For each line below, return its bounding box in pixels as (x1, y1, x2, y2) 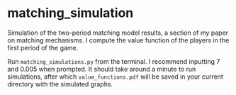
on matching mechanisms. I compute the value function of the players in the (7, 35, 230, 44)
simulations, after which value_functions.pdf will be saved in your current (7, 72, 223, 81)
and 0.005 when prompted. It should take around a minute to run (7, 65, 196, 73)
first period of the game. (7, 43, 79, 52)
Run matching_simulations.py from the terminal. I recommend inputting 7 (7, 57, 220, 65)
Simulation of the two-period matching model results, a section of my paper (7, 28, 229, 37)
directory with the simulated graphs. (7, 79, 113, 88)
